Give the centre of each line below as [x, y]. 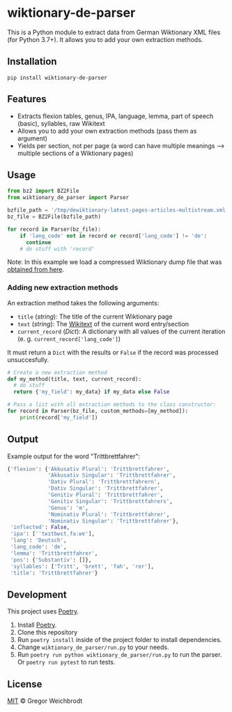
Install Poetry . [37, 625]
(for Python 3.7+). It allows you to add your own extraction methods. [105, 39]
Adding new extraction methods [63, 288]
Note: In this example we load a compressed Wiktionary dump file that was [115, 262]
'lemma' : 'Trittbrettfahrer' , [54, 553]
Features [27, 99]
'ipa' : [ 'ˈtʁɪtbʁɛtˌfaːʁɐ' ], [53, 534]
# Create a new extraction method [57, 372]
